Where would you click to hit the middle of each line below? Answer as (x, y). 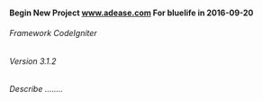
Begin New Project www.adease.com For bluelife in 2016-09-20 (131, 13)
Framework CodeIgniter (53, 33)
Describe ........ (36, 89)
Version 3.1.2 (33, 61)
